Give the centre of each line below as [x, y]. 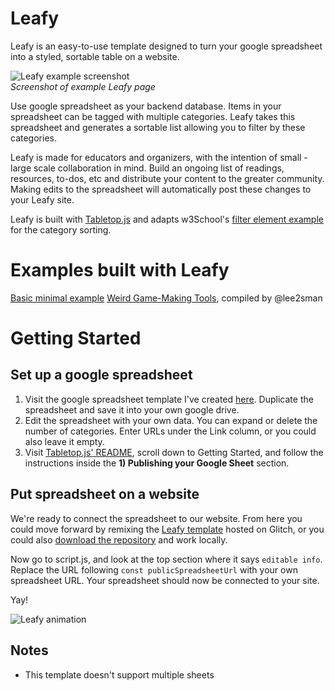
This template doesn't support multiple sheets [119, 674]
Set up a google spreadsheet [101, 375]
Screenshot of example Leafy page [83, 86]
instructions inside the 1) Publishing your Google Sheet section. [157, 463]
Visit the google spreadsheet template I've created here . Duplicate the [169, 399]
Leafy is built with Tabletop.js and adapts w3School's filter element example [167, 219]
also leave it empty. [64, 441]
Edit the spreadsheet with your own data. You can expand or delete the [171, 420]
